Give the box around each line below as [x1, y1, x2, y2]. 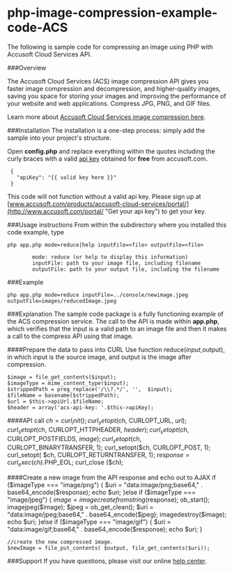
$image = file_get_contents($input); [7, 374, 117, 381]
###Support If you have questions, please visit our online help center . [7, 557, 208, 565]
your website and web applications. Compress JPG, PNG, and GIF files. [7, 99, 212, 107]
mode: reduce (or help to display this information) [32, 253, 189, 260]
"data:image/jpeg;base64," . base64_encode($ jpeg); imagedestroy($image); [7, 510, 227, 519]
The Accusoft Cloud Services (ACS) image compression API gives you [7, 77, 209, 85]
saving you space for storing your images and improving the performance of [7, 92, 226, 100]
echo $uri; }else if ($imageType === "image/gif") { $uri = [7, 518, 171, 526]
